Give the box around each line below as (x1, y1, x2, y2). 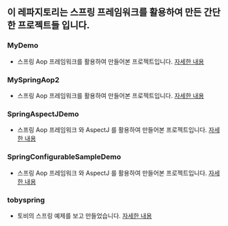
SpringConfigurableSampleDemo (7, 152, 122, 162)
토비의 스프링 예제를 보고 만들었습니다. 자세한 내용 (17, 211, 152, 220)
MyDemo (7, 41, 39, 50)
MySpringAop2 (7, 75, 60, 84)
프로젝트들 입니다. (17, 19, 90, 31)
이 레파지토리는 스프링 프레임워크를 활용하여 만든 (7, 6, 202, 19)
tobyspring (7, 195, 45, 205)
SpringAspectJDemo (7, 109, 79, 119)
